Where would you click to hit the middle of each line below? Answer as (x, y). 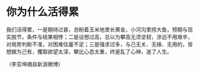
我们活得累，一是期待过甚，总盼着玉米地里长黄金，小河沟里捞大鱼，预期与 (97, 29)
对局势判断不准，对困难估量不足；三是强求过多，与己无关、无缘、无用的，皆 (99, 44)
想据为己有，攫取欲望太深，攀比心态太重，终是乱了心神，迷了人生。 (89, 51)
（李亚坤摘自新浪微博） (35, 64)
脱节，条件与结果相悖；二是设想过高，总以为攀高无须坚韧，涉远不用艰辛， (102, 36)
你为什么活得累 (43, 12)
